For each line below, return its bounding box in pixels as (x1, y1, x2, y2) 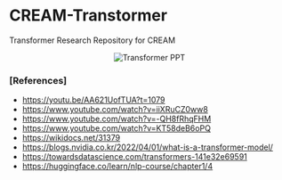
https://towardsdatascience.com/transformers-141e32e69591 (21, 151, 247, 162)
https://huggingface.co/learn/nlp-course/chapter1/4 (21, 161, 214, 172)
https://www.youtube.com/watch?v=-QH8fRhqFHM (21, 113, 212, 125)
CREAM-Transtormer (9, 5, 167, 26)
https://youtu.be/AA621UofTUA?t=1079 (21, 94, 166, 105)
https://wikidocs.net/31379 (21, 133, 121, 143)
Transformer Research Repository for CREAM (9, 35, 176, 45)
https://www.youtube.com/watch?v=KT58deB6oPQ (21, 123, 212, 134)
